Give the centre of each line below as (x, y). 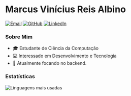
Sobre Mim (19, 37)
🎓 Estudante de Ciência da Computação (56, 48)
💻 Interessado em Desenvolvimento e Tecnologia (64, 56)
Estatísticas (20, 77)
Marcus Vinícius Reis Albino (65, 9)
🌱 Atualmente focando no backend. (50, 63)
